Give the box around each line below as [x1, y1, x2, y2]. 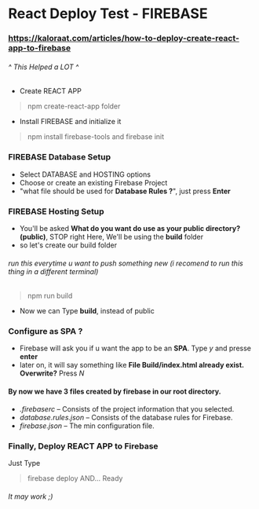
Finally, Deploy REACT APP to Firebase [8, 441, 159, 452]
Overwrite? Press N [19, 368, 85, 378]
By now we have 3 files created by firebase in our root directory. [8, 386, 221, 396]
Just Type [8, 458, 41, 467]
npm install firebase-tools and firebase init [27, 132, 165, 141]
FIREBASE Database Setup [8, 152, 111, 163]
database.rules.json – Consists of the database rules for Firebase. [19, 412, 233, 422]
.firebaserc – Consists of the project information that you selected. [19, 404, 235, 413]
